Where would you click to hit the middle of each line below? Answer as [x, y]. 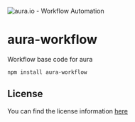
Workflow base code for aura [50, 59]
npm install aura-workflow [47, 72]
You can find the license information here [67, 111]
